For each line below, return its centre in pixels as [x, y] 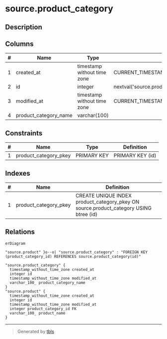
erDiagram [15, 243]
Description [24, 27]
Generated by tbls [36, 331]
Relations [20, 232]
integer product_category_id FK [43, 309]
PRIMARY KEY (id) [135, 156]
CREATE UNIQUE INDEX [103, 196]
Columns [19, 44]
